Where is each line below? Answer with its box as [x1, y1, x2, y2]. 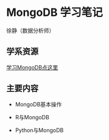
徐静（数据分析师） [6, 27, 55, 34]
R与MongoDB [15, 113, 50, 121]
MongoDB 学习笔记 [6, 5, 103, 19]
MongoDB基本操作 [15, 100, 62, 108]
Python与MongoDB [15, 126, 64, 134]
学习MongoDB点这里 [6, 63, 58, 71]
